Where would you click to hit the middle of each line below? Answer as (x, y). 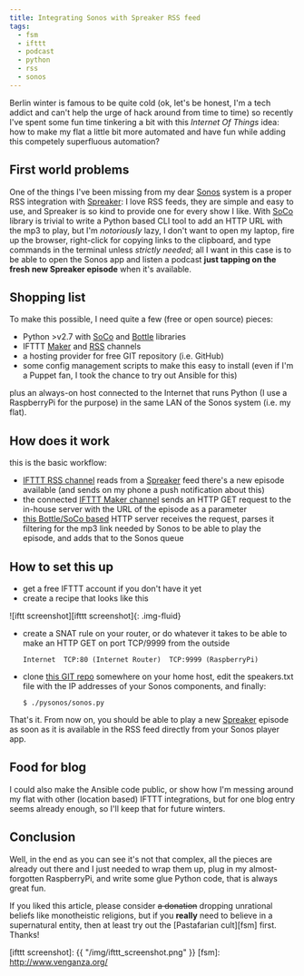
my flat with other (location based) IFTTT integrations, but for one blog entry (152, 799)
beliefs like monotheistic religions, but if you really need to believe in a (141, 915)
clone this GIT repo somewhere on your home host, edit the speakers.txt (158, 676)
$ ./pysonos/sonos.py (63, 703)
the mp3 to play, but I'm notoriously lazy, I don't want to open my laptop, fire (152, 230)
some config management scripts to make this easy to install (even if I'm (158, 366)
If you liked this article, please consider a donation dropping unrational (141, 905)
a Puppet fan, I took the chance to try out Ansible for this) (130, 375)
